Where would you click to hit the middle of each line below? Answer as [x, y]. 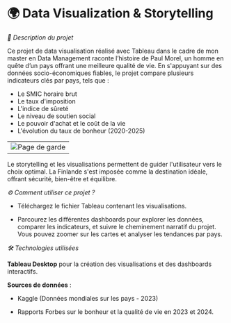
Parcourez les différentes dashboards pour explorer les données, [110, 219]
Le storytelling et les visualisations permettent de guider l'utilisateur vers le [115, 164]
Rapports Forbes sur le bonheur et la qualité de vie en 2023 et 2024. [115, 312]
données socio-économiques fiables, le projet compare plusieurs [101, 73]
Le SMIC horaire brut [47, 94]
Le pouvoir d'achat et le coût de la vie [71, 123]
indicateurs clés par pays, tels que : [58, 80]
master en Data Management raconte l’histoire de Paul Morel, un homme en [115, 58]
